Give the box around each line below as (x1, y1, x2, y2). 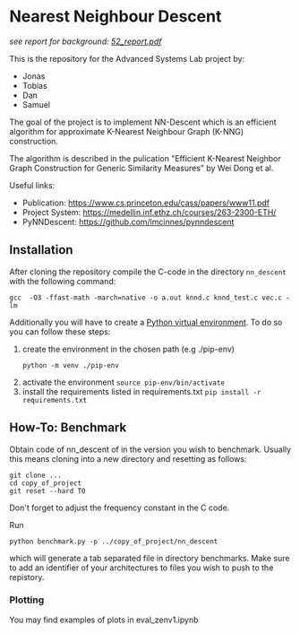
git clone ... (9, 471, 63, 480)
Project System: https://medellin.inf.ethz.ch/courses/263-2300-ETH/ (21, 206, 277, 217)
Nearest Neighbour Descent (9, 6, 222, 27)
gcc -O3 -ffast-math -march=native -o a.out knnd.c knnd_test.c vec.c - (9, 293, 291, 302)
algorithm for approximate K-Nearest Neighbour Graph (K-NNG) (9, 126, 244, 136)
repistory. (9, 571, 45, 582)
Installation (9, 242, 73, 257)
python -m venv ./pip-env (21, 360, 119, 369)
